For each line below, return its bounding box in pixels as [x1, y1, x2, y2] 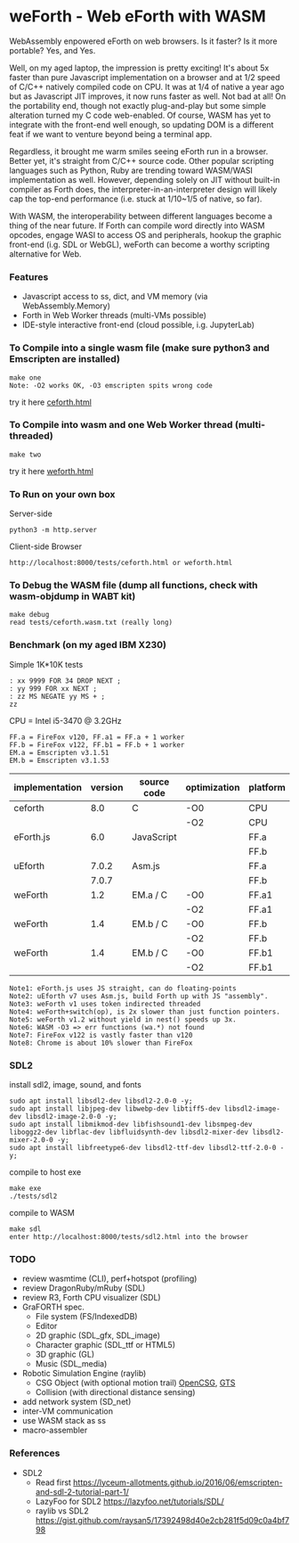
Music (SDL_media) [35, 1358, 108, 1369]
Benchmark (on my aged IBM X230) [9, 639, 167, 652]
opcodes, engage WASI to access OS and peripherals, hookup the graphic [9, 229, 282, 240]
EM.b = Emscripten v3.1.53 [9, 756, 109, 765]
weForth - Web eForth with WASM [9, 6, 267, 27]
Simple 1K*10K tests [9, 659, 84, 669]
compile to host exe [9, 1167, 82, 1178]
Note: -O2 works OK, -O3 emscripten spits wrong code [9, 381, 214, 390]
